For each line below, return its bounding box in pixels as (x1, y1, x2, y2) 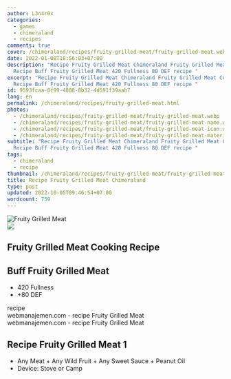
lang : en (7, 94, 32, 101)
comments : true (7, 42, 51, 49)
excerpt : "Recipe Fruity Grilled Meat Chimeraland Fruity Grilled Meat (7, 74, 217, 81)
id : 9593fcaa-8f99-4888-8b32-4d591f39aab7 (7, 87, 131, 94)
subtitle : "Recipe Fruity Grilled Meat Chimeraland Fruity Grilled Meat (7, 139, 220, 145)
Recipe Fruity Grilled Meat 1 (7, 338, 127, 350)
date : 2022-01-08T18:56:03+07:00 (7, 55, 103, 62)
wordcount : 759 (7, 196, 51, 203)
